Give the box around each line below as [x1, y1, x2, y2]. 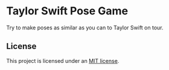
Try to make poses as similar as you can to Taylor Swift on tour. [6, 24, 164, 31]
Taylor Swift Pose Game [6, 4, 129, 18]
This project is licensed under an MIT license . [6, 57, 120, 64]
